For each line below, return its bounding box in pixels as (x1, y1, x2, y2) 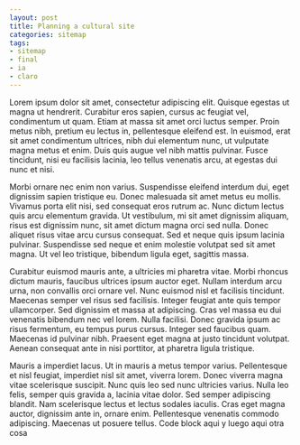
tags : (9, 38, 30, 48)
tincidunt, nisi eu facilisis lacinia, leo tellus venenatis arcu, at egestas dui (9, 154, 277, 165)
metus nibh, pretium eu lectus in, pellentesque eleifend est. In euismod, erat (9, 125, 291, 136)
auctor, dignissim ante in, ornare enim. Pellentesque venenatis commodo (9, 408, 279, 419)
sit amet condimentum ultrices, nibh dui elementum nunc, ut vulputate (9, 134, 269, 145)
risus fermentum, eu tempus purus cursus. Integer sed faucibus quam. (9, 323, 272, 334)
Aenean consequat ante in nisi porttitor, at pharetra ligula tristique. (9, 342, 255, 353)
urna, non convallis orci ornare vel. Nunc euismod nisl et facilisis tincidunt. (9, 285, 286, 296)
